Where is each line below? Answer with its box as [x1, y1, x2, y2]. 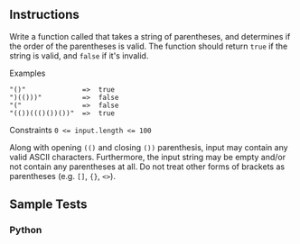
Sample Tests [9, 197, 88, 212]
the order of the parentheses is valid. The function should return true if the [9, 41, 288, 51]
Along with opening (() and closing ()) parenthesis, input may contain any [9, 141, 288, 152]
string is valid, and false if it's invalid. [9, 50, 149, 61]
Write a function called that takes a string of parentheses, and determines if [9, 31, 291, 41]
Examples [9, 68, 46, 78]
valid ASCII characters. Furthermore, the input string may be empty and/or [9, 151, 286, 162]
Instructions [9, 7, 80, 23]
